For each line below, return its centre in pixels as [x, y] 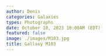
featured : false [26, 33]
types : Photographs [30, 22]
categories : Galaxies [33, 17]
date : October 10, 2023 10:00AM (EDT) [53, 28]
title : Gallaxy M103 [31, 44]
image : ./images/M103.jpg [37, 38]
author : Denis [23, 11]
